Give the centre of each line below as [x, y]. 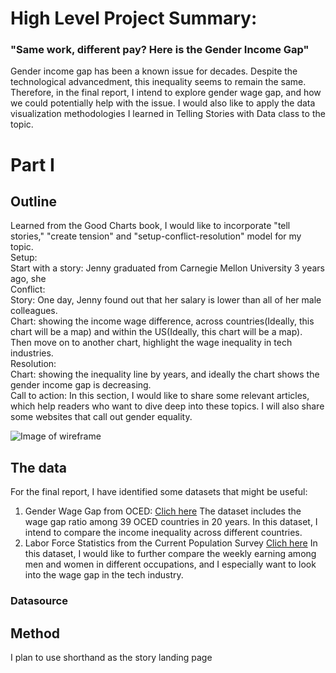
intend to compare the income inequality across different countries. [163, 533]
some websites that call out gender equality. [101, 417]
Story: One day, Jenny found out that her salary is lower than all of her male [166, 300]
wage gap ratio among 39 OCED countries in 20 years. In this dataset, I [171, 522]
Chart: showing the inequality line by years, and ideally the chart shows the [165, 374]
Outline [33, 202]
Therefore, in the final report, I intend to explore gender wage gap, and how [166, 93]
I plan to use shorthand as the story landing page [111, 658]
